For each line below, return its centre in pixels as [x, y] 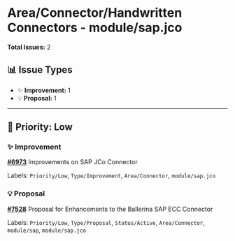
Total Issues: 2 [29, 47]
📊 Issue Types [40, 70]
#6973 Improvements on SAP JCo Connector [72, 162]
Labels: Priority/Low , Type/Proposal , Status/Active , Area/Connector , [106, 222]
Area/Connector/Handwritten [95, 13]
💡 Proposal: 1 [37, 98]
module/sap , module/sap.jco [47, 230]
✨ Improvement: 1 [44, 90]
